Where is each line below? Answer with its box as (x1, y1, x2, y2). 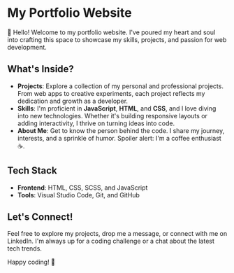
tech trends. (7, 244, 42, 253)
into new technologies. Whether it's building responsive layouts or (17, 111, 208, 120)
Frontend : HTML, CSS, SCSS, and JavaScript (17, 183, 148, 192)
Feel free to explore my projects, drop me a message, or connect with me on (7, 230, 228, 238)
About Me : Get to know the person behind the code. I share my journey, (17, 126, 225, 134)
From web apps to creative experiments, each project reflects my (17, 89, 205, 97)
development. (7, 43, 47, 51)
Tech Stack (7, 164, 57, 176)
